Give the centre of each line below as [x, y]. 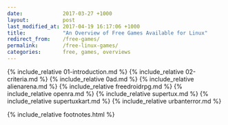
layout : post [41, 20]
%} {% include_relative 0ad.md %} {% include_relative [116, 79]
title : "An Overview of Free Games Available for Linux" [107, 33]
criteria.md [22, 79]
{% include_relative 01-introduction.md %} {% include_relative [96, 71]
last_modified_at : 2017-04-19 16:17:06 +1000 [73, 26]
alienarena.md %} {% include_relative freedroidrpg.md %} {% [95, 86]
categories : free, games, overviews [69, 52]
